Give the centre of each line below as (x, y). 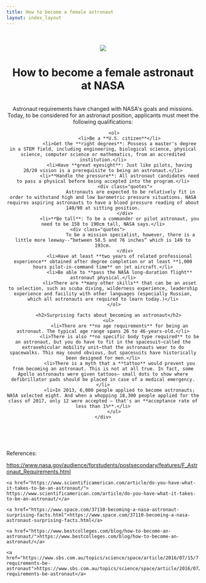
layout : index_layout (34, 18)
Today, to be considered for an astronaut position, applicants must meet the (103, 115)
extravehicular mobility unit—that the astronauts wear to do (103, 348)
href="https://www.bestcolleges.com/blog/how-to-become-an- (93, 531)
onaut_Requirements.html (39, 472)
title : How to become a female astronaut (60, 12)
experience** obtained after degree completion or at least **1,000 (103, 262)
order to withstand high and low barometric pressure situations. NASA (103, 197)
